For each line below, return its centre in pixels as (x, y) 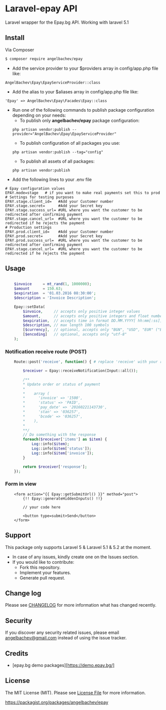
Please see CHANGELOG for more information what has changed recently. (81, 605)
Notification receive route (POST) (46, 351)
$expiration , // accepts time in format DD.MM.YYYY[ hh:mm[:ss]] (93, 321)
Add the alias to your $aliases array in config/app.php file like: (75, 91)
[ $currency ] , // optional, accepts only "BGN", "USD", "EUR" (88, 330)
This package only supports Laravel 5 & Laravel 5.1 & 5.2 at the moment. (78, 547)
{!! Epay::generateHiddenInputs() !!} (63, 499)
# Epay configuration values (35, 188)
